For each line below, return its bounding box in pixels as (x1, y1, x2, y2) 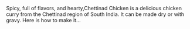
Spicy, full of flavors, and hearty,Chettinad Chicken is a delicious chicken (6, 5, 182, 11)
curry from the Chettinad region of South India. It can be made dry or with (6, 11, 185, 18)
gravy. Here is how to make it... (6, 17, 81, 23)
